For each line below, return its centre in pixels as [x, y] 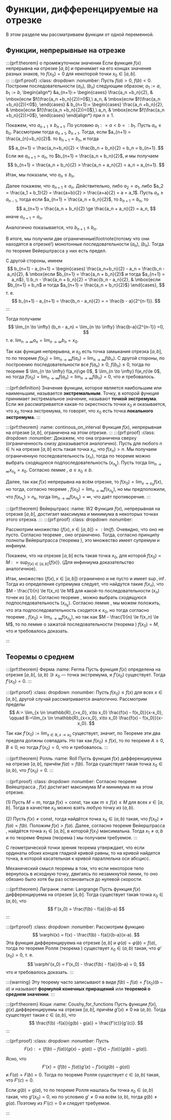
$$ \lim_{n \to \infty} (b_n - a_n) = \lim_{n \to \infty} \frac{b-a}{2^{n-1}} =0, [86, 327]
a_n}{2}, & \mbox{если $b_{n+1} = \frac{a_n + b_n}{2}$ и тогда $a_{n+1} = [86, 274]
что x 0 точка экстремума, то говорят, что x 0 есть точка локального [79, 411]
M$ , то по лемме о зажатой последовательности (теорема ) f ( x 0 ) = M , [82, 625]
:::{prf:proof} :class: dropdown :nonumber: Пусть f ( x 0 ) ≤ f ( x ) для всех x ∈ [84, 693]
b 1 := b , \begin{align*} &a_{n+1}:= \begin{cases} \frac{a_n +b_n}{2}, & [79, 93]
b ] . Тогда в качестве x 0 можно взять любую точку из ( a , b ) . [70, 808]
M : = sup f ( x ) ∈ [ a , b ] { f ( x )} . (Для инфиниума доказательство [70, 563]
